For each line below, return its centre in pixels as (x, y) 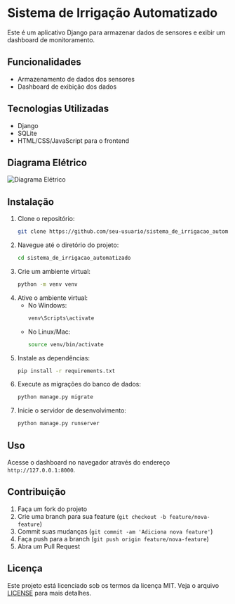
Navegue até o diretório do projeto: (68, 245)
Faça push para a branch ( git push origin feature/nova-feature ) (113, 539)
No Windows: (47, 305)
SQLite (27, 133)
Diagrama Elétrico (47, 162)
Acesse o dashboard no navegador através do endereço (89, 462)
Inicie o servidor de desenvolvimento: (72, 410)
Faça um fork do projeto (52, 509)
